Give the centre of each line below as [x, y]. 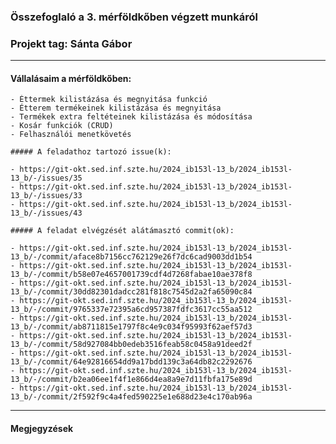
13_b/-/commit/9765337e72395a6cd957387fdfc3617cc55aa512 [131, 310]
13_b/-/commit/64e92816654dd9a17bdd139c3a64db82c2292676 [131, 362]
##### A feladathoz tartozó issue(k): [91, 152]
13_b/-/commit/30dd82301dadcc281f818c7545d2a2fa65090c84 [131, 292]
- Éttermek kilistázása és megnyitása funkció [109, 100]
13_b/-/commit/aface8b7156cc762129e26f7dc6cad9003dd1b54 [131, 257]
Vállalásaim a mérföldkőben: [71, 78]
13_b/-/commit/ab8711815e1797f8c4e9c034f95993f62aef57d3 [131, 327]
